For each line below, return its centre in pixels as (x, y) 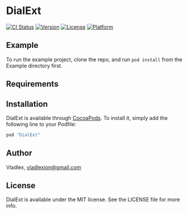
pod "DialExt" (23, 135)
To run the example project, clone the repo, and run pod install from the (94, 59)
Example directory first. (34, 65)
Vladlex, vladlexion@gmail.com (44, 167)
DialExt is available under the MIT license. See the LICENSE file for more (93, 199)
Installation (27, 104)
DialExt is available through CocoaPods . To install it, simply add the (87, 118)
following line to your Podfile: (41, 124)
